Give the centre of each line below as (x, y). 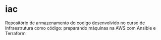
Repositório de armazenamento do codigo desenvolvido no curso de (75, 23)
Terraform (15, 33)
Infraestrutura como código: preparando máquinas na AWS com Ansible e (80, 28)
